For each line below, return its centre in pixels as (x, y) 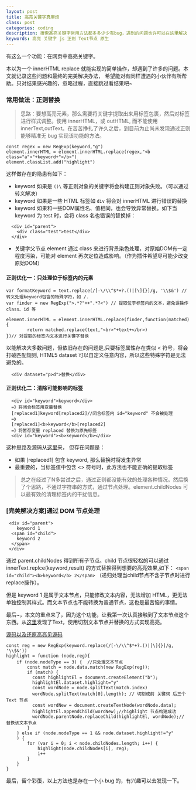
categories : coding (30, 28)
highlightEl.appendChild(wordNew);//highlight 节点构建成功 (104, 711)
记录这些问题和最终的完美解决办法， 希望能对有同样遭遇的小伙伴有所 (99, 76)
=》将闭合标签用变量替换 (37, 407)
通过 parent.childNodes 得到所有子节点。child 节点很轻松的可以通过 (87, 561)
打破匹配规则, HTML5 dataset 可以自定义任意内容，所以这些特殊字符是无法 (96, 355)
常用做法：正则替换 (33, 100)
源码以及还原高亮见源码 (34, 634)
